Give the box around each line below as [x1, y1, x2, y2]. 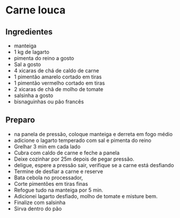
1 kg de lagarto [13, 49, 50, 56]
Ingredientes [5, 27, 53, 37]
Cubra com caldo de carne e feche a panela [13, 149, 120, 156]
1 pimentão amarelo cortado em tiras [13, 74, 102, 80]
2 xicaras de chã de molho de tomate [13, 86, 104, 92]
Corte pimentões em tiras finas [13, 180, 89, 187]
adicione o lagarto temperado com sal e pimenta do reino [13, 137, 152, 144]
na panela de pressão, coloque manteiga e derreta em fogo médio [13, 130, 173, 137]
